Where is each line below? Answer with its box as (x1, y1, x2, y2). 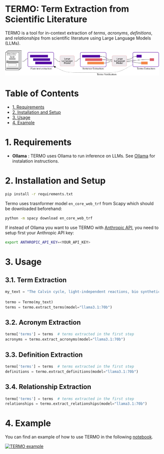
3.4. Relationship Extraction (5, 383, 92, 391)
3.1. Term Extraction (5, 276, 67, 284)
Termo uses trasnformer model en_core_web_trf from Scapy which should (5, 201, 154, 206)
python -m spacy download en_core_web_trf (5, 216, 93, 221)
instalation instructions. (12, 158, 60, 164)
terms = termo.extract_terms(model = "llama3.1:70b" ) (5, 305, 112, 310)
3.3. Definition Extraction (5, 351, 83, 359)
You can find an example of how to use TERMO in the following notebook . (5, 434, 153, 440)
